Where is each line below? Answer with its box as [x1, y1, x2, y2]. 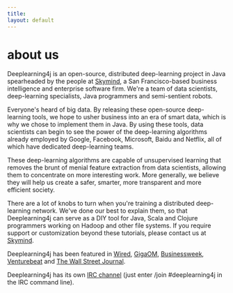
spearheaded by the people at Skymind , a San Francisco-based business [7, 77, 218, 86]
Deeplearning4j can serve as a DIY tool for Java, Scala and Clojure [7, 214, 198, 223]
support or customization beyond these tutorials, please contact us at [7, 229, 207, 237]
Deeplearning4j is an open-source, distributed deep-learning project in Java [7, 70, 226, 78]
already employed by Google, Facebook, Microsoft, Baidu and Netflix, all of [7, 135, 223, 144]
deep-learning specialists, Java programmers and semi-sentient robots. [7, 92, 214, 100]
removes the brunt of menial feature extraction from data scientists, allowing [7, 163, 226, 172]
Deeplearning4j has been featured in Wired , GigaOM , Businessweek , [7, 250, 204, 258]
